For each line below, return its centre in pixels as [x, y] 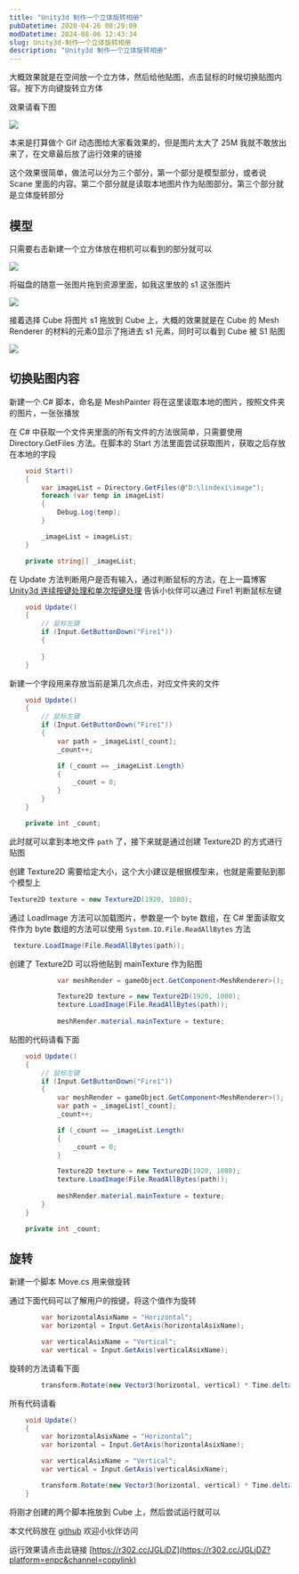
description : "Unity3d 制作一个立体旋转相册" [88, 51]
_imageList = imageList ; [87, 536]
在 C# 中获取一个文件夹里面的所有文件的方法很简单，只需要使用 [126, 432]
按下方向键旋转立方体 [64, 88]
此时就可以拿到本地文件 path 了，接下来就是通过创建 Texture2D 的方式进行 [146, 841]
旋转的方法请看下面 [44, 1368]
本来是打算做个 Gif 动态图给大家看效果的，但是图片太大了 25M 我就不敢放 [144, 142]
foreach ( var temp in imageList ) [103, 496]
